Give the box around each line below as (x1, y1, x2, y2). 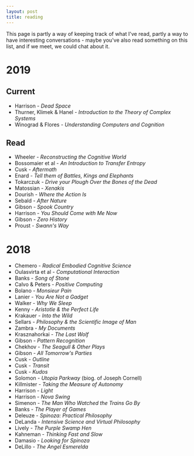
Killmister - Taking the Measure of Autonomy (14, 381, 124, 388)
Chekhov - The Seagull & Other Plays (14, 343, 105, 350)
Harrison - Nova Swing (14, 393, 70, 400)
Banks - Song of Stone (14, 274, 70, 282)
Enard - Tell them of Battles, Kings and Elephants (14, 172, 134, 179)
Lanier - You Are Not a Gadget (14, 293, 89, 300)
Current (6, 86, 35, 97)
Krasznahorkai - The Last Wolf (14, 331, 89, 338)
